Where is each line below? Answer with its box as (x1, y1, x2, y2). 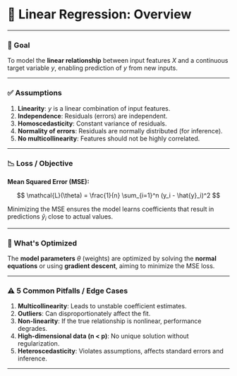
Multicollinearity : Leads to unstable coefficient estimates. (17, 302, 187, 310)
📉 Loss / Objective (7, 159, 73, 169)
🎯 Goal (7, 40, 30, 50)
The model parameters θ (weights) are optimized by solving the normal (7, 254, 217, 262)
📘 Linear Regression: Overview (7, 6, 192, 23)
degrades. (17, 325, 48, 333)
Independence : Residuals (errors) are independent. (17, 111, 168, 120)
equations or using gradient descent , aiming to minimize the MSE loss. (7, 261, 215, 270)
